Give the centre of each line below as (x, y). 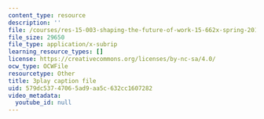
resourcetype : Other (42, 74)
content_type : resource (47, 15)
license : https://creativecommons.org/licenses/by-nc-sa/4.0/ (112, 59)
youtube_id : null (44, 103)
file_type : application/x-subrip (63, 45)
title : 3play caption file (52, 81)
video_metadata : (35, 96)
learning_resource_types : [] (56, 52)
